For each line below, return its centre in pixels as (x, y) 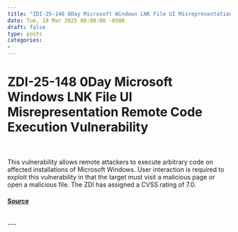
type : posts (25, 34)
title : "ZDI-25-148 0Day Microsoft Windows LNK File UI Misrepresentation (120, 14)
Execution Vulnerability (78, 127)
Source (18, 201)
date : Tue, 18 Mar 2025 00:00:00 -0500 (66, 21)
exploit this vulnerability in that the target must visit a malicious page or (111, 177)
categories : (25, 40)
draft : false (27, 27)
